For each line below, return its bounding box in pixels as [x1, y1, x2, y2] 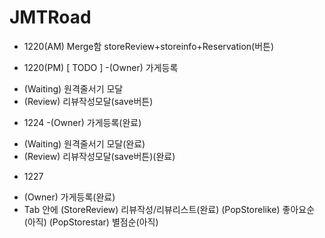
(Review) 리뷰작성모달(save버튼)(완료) [23, 150, 176, 162]
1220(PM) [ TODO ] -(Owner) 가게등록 [23, 61, 179, 73]
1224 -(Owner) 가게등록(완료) [23, 116, 142, 128]
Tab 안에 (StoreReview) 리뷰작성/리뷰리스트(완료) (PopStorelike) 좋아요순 [23, 203, 316, 215]
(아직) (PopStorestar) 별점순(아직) [23, 216, 159, 228]
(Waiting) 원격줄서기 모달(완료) [23, 137, 146, 150]
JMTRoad [9, 6, 92, 29]
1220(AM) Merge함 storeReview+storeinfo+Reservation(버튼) [23, 40, 275, 52]
